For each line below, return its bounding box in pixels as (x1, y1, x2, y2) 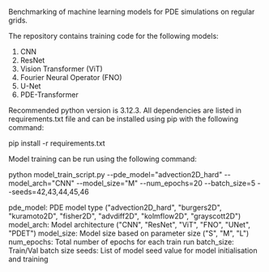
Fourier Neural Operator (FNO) (19, 73, 123, 82)
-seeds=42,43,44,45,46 (8, 187, 89, 197)
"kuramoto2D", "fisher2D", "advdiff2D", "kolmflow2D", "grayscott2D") (8, 211, 241, 221)
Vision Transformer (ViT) (19, 64, 103, 74)
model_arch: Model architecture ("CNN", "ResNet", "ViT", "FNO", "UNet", (8, 220, 251, 229)
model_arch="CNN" (8, 178, 75, 188)
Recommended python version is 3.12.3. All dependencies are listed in (8, 105, 241, 115)
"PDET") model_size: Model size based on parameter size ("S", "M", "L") (8, 228, 250, 238)
